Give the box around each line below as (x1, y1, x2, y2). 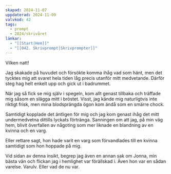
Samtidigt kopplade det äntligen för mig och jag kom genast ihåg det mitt (5, 111, 159, 117)
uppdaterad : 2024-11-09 (5, 12, 56, 17)
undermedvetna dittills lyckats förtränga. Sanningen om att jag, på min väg (5, 116, 163, 123)
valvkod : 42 (5, 17, 31, 22)
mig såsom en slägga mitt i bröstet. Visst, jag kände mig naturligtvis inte (5, 96, 158, 102)
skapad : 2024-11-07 (5, 7, 47, 13)
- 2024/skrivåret (10, 31, 47, 36)
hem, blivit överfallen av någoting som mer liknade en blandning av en (5, 122, 154, 128)
